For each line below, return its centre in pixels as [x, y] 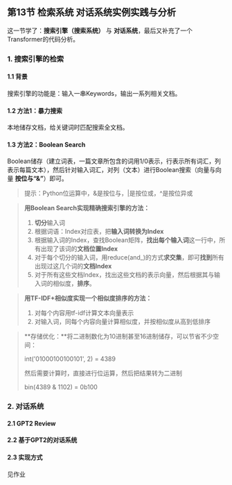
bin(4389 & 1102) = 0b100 [61, 387]
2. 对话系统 [26, 407]
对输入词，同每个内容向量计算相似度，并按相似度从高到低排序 [123, 322]
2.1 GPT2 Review [32, 423]
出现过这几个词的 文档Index [73, 266]
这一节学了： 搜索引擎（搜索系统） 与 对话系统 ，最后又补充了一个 [100, 31]
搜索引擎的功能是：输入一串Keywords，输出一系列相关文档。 [94, 93]
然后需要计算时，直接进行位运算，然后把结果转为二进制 [103, 373]
